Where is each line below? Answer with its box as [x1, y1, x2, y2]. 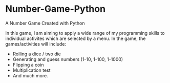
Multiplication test [12, 67, 51, 73]
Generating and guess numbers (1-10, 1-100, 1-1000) [12, 56, 123, 62]
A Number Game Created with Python [5, 20, 86, 26]
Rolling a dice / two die [12, 51, 61, 57]
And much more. [12, 72, 48, 78]
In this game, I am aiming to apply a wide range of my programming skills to [5, 30, 165, 36]
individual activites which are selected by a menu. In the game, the [5, 35, 146, 42]
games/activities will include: [5, 40, 67, 47]
